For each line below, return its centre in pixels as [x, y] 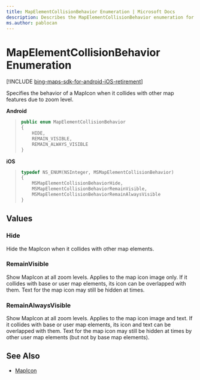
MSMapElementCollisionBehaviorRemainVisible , [90, 189]
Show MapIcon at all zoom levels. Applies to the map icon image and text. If [99, 318]
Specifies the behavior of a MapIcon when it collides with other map [90, 93]
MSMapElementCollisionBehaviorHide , [78, 183]
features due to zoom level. [40, 100]
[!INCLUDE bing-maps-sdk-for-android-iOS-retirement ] [75, 82]
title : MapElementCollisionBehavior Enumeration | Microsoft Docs [91, 12]
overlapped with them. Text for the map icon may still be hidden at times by [99, 331]
